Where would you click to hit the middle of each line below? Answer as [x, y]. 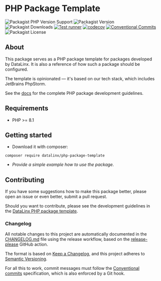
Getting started [29, 135]
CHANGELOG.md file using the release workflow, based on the [67, 239]
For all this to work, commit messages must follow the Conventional [72, 268]
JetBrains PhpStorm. [26, 84]
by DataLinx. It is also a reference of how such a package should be [73, 64]
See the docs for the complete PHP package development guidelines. [74, 93]
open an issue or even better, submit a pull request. [56, 197]
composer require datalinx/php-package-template [55, 156]
